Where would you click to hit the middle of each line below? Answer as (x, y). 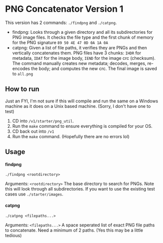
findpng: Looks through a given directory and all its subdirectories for (82, 32)
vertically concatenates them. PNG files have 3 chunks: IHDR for (77, 53)
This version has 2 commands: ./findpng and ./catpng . (61, 23)
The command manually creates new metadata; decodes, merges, (79, 63)
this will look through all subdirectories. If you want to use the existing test (80, 189)
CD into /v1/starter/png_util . (43, 121)
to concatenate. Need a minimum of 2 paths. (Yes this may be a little (74, 230)
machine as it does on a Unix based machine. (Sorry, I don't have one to (78, 106)
